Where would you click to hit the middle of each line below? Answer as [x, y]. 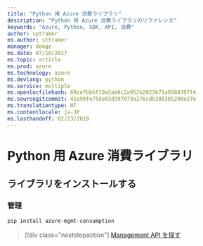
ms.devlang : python [36, 79]
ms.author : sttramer [38, 40]
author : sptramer [33, 33]
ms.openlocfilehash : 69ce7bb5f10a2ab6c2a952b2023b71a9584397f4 [102, 92]
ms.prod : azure [30, 66]
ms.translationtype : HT [42, 106]
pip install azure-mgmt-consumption [61, 221]
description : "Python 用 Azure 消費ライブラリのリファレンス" [92, 20]
